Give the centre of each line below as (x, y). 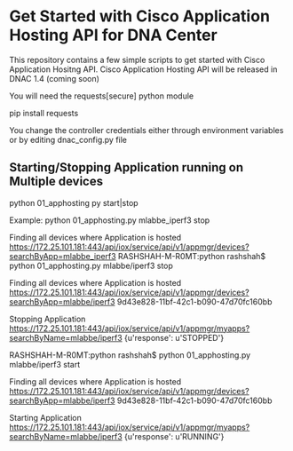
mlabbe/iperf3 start (45, 364)
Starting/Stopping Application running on (127, 167)
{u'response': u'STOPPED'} (174, 337)
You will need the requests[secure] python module (102, 96)
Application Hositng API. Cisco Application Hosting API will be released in (143, 69)
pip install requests (44, 113)
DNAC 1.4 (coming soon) (55, 78)
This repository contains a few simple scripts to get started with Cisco (137, 59)
